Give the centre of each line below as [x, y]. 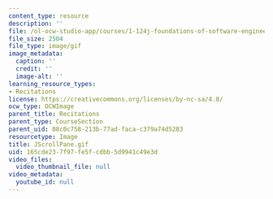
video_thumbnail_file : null [63, 167]
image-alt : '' [39, 76]
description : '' [36, 24]
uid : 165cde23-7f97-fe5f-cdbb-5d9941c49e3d [83, 152]
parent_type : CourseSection [56, 122]
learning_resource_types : [52, 84]
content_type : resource [49, 16]
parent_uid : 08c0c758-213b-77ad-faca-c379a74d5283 [96, 129]
